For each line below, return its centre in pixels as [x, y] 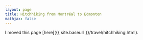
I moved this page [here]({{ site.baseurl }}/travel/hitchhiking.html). [72, 33]
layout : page [18, 10]
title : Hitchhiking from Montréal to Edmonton [53, 14]
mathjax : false [21, 19]
